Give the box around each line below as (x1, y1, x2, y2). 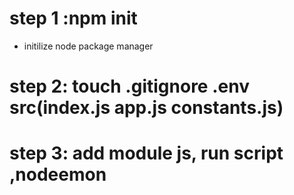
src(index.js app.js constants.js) (9, 97, 284, 119)
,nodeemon (9, 163, 107, 186)
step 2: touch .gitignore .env (9, 75, 250, 98)
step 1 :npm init (9, 7, 138, 30)
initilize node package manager (23, 40, 154, 52)
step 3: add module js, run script (9, 142, 284, 165)
